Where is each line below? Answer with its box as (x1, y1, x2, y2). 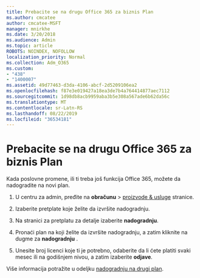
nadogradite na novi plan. (6, 181, 71, 189)
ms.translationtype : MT (6, 99, 67, 105)
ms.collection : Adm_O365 (6, 59, 69, 66)
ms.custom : (6, 65, 34, 72)
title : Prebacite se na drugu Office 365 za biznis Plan (6, 8, 154, 15)
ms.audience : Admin (6, 37, 56, 43)
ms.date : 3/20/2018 (6, 32, 56, 38)
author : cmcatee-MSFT (6, 20, 61, 26)
